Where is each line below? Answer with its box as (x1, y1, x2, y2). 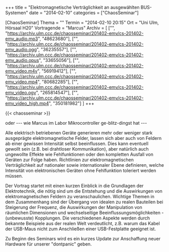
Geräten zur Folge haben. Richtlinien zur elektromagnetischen (5, 157, 134, 163)
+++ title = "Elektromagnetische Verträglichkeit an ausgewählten (5, 5, 140, 10)
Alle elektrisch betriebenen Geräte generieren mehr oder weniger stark (5, 130, 153, 136)
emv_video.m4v (5, 68, 38, 74)
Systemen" (5, 10, 29, 16)
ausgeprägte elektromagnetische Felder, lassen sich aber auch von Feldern (5, 135, 162, 141)
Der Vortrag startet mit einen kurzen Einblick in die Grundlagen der (5, 183, 144, 189)
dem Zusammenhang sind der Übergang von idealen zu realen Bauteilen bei (5, 199, 163, 205)
